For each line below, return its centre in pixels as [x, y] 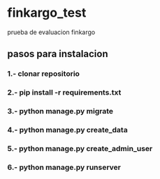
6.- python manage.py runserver [64, 167]
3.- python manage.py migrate [60, 111]
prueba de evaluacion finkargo [51, 32]
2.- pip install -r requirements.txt [64, 93]
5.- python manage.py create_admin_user [80, 148]
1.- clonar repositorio [44, 74]
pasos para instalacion [58, 54]
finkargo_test [47, 13]
